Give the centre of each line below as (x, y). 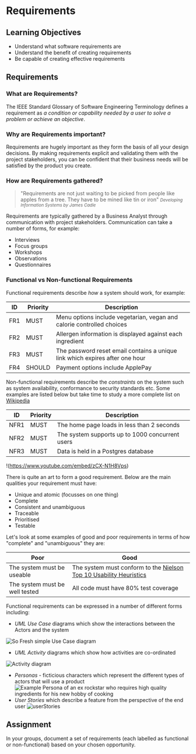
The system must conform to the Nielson (128, 567)
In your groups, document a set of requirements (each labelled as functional (97, 739)
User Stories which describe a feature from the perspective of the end (99, 700)
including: (18, 612)
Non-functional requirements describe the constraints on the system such (95, 382)
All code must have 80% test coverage (125, 588)
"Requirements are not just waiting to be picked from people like (97, 194)
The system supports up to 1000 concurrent (118, 434)
